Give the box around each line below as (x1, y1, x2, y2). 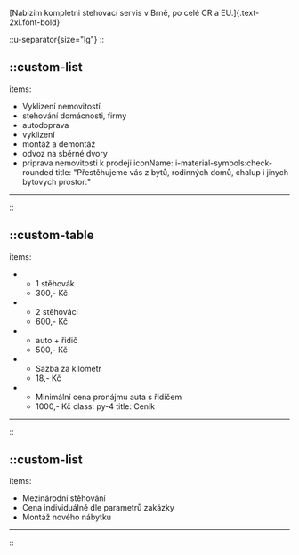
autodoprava (21, 119, 69, 130)
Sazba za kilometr (35, 363, 102, 374)
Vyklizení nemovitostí (21, 101, 101, 111)
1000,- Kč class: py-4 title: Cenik (35, 400, 156, 412)
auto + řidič (35, 334, 78, 345)
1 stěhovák (35, 277, 75, 288)
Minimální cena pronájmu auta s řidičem (35, 391, 182, 402)
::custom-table (9, 228, 94, 243)
